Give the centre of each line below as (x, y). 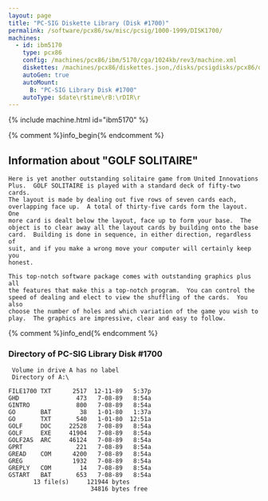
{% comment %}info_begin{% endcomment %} (87, 136)
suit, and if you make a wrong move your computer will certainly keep (130, 249)
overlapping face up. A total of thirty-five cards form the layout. (128, 207)
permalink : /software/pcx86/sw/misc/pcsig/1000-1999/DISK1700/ (116, 30)
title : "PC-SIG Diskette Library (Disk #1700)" (89, 23)
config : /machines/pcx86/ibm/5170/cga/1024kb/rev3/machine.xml (130, 61)
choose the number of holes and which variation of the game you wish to (134, 312)
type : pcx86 (42, 53)
